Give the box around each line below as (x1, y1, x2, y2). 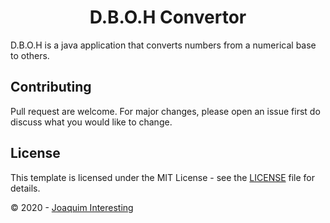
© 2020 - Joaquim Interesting (10, 201, 134, 213)
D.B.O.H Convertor (89, 6, 247, 29)
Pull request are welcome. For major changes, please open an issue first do (10, 105, 321, 117)
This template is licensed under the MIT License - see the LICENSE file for (10, 171, 316, 183)
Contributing (10, 79, 92, 96)
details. (10, 182, 41, 194)
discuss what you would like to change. (10, 116, 173, 128)
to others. (10, 49, 50, 61)
